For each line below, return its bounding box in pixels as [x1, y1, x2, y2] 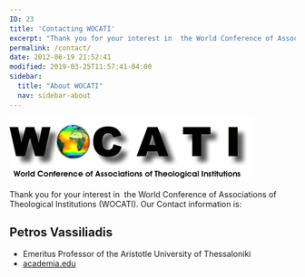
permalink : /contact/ [9, 43, 92, 53]
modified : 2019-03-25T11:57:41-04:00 [9, 62, 152, 72]
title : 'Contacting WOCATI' [9, 24, 116, 33]
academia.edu [22, 258, 76, 269]
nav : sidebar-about [17, 91, 92, 100]
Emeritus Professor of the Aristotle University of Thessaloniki [22, 249, 251, 260]
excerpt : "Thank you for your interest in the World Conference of [9, 33, 274, 43]
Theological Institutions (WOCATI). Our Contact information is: [9, 198, 242, 209]
